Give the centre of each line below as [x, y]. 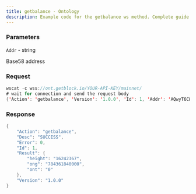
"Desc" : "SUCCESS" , [40, 137]
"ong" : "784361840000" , [56, 164]
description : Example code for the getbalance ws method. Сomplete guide [98, 17]
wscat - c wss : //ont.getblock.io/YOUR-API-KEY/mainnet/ [74, 89]
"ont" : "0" [40, 170]
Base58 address [26, 61]
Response [20, 114]
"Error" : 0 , [31, 142]
